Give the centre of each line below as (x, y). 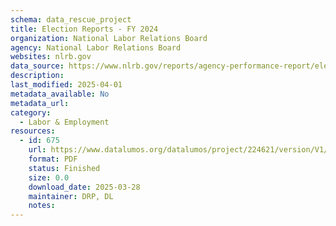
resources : (33, 131)
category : (31, 112)
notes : (42, 206)
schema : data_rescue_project (71, 19)
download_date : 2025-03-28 (84, 187)
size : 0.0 (49, 177)
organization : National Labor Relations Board (109, 38)
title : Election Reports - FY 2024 (84, 29)
